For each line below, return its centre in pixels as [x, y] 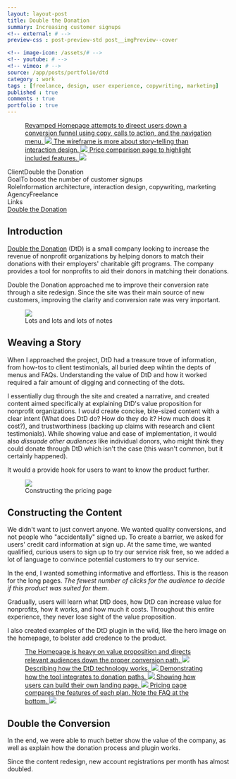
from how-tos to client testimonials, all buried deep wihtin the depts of [109, 367]
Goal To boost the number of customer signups [75, 179]
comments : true [31, 99]
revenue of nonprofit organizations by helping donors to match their [106, 256]
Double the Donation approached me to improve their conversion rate [108, 285]
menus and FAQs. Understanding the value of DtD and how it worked [107, 374]
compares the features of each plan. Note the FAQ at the [107, 693]
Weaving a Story [44, 343]
